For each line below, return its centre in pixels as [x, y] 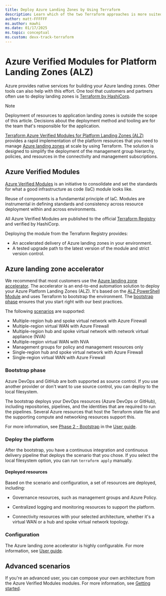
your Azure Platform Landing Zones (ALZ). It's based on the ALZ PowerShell [83, 291]
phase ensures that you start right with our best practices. [64, 302]
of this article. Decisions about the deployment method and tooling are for [80, 120]
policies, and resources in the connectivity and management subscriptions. [82, 156]
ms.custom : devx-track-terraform [40, 37]
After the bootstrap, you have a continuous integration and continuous [77, 450]
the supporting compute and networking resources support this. [70, 417]
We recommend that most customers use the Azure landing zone [71, 281]
